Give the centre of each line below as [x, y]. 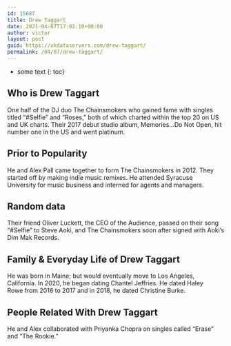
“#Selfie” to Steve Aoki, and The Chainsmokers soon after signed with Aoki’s [116, 230]
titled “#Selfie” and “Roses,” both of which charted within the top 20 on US [113, 117]
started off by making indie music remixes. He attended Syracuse [100, 177]
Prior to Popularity [47, 153]
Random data [36, 206]
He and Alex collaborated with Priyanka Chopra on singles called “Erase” [110, 329]
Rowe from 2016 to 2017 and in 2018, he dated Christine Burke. [97, 291]
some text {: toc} [41, 71]
